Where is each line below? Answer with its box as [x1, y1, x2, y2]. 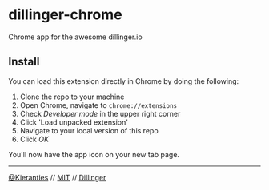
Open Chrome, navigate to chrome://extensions [19, 100, 178, 109]
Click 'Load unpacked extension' [19, 117, 128, 127]
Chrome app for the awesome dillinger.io [8, 32, 143, 42]
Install [8, 55, 40, 69]
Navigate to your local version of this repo [19, 125, 159, 135]
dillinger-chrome [8, 6, 122, 24]
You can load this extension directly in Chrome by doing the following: [8, 76, 239, 85]
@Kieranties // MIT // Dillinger [8, 172, 106, 182]
